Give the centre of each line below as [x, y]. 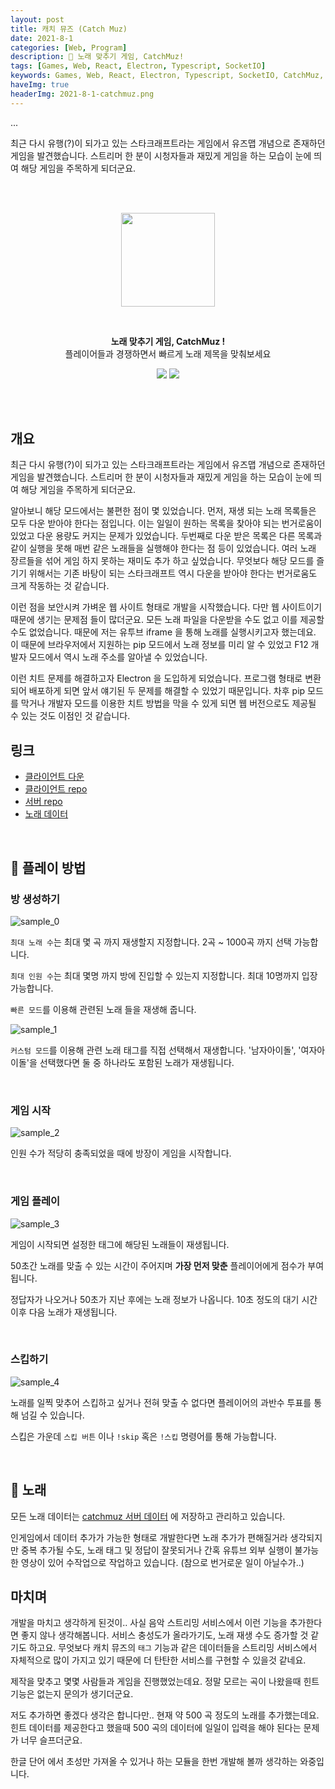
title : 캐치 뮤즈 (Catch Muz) [69, 29]
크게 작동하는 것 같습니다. [60, 586]
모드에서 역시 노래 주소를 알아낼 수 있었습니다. [118, 657]
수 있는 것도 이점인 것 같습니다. [70, 716]
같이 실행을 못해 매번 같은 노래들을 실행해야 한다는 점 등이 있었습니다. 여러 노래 [163, 548]
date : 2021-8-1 [42, 38]
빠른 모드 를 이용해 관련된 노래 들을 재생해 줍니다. [103, 1009]
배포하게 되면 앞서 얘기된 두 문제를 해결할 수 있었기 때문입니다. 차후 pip [167, 691]
